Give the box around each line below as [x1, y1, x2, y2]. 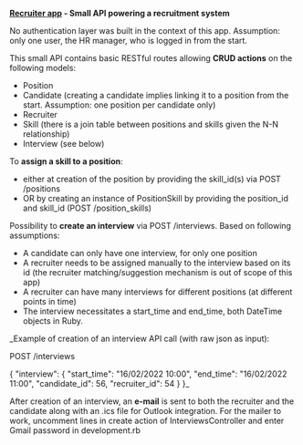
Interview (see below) [22, 139, 105, 149]
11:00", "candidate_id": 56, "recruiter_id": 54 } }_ [9, 378, 190, 388]
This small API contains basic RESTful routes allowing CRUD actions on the [9, 53, 293, 63]
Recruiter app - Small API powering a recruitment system [9, 8, 230, 18]
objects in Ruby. [22, 316, 84, 326]
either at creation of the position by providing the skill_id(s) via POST [22, 173, 281, 184]
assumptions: [9, 230, 60, 241]
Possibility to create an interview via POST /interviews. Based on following [9, 221, 292, 231]
